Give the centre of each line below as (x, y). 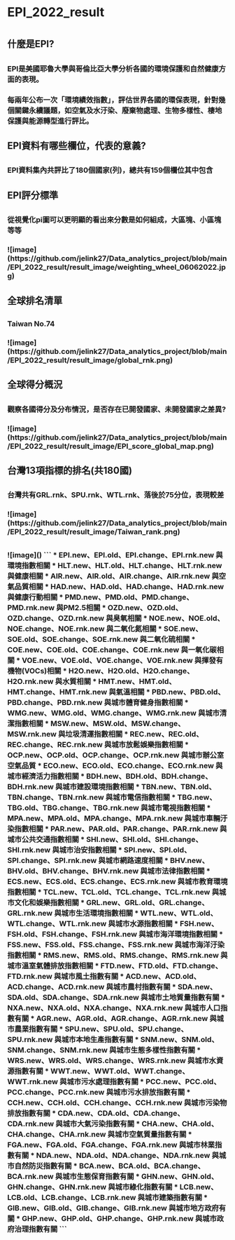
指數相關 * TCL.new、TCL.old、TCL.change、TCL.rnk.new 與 (113, 892)
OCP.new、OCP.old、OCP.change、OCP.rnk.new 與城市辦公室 (116, 755)
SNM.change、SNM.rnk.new (58, 1050)
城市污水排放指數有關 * (152, 1092)
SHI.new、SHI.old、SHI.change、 (144, 839)
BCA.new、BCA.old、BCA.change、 (142, 1166)
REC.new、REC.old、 (166, 734)
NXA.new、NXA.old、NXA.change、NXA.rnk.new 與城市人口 (114, 1008)
